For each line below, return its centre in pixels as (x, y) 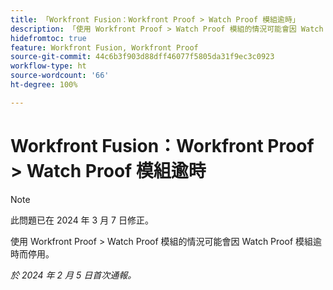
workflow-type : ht (48, 66)
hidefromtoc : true (48, 38)
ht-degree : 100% (44, 85)
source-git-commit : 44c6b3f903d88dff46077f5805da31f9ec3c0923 (142, 57)
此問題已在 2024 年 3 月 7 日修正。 (82, 220)
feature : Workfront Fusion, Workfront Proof (104, 47)
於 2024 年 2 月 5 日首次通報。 (73, 275)
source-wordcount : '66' (60, 76)
